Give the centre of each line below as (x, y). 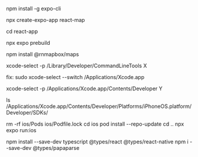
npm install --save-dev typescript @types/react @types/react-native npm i (98, 142)
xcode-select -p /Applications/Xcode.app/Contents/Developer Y (84, 89)
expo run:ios (21, 130)
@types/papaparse (56, 148)
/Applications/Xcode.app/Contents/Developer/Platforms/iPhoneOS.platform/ (99, 106)
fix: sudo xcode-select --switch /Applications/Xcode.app (75, 77)
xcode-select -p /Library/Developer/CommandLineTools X (77, 66)
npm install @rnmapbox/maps (43, 54)
